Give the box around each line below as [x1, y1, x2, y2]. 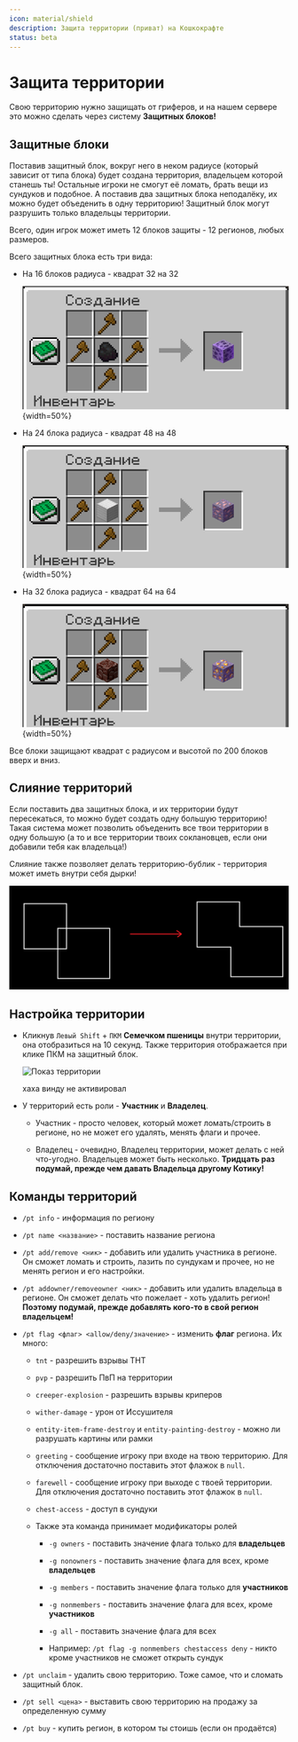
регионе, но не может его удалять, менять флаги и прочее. [35, 1127, 261, 1138]
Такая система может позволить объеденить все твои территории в [9, 823, 269, 833]
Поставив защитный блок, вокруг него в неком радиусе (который [9, 161, 259, 171]
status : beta [9, 33, 58, 42]
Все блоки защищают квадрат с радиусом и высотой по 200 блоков [9, 745, 269, 756]
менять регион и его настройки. [21, 1265, 145, 1277]
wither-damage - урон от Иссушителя [35, 1407, 174, 1417]
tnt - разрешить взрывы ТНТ [35, 1355, 146, 1366]
